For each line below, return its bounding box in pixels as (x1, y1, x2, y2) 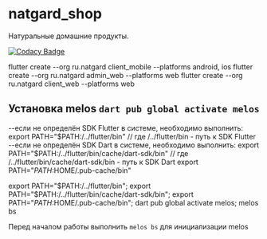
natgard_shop (8, 5, 102, 23)
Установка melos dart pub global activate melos (8, 102, 260, 116)
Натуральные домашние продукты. (8, 31, 129, 41)
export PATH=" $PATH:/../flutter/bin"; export (8, 181, 151, 190)
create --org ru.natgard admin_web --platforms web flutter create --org (8, 70, 243, 80)
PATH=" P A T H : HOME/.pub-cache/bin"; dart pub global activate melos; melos (8, 198, 259, 207)
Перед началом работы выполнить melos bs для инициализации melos (8, 221, 249, 231)
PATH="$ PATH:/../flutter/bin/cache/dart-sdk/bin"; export (8, 189, 194, 199)
